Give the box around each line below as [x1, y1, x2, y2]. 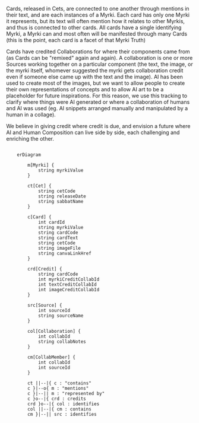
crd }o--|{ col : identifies [27, 401, 100, 407]
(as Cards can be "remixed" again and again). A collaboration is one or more [6, 55, 193, 61]
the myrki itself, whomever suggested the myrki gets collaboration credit [6, 67, 184, 74]
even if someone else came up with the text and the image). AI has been [6, 74, 183, 80]
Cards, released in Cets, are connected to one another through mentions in [6, 5, 189, 12]
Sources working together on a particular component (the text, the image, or [6, 61, 193, 68]
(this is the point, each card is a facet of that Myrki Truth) [6, 37, 146, 43]
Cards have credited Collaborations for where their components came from [6, 48, 190, 55]
